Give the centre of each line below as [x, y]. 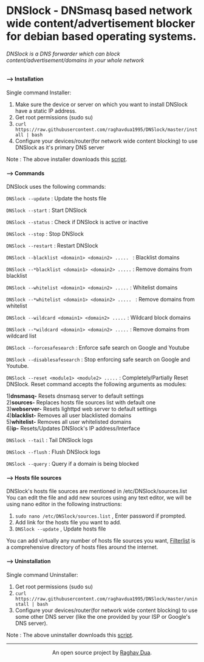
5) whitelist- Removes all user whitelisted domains [69, 422]
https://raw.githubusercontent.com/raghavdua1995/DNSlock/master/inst [106, 130]
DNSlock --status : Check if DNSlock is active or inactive [77, 222]
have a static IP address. [46, 111]
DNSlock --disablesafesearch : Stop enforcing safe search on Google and [98, 359]
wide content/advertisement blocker [101, 23]
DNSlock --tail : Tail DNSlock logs [49, 440]
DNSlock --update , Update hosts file [60, 529]
